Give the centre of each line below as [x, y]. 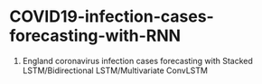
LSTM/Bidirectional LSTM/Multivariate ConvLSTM [115, 70]
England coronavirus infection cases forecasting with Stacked [137, 61]
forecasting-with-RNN [95, 36]
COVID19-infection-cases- [112, 17]
